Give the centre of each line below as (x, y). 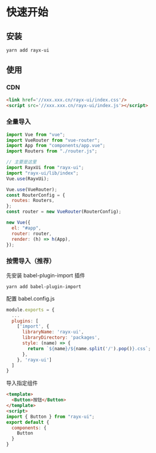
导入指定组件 (22, 383)
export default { (28, 422)
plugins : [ (25, 321)
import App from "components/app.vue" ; (56, 146)
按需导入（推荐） (31, 261)
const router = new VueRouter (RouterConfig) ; (64, 212)
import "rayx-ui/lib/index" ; (42, 173)
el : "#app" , (27, 228)
